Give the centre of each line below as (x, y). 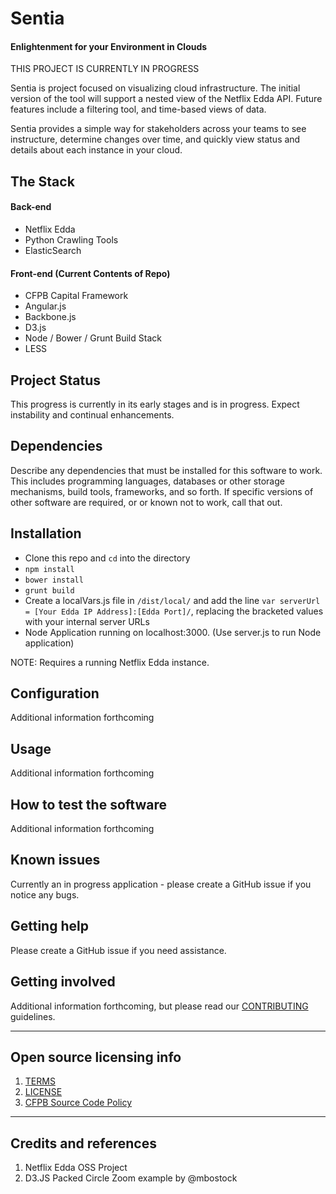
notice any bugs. (45, 894)
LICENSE (43, 1092)
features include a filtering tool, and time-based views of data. (138, 109)
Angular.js (45, 306)
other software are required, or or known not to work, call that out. (146, 502)
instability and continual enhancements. (92, 415)
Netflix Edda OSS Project (76, 1168)
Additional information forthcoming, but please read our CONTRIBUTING (159, 1006)
